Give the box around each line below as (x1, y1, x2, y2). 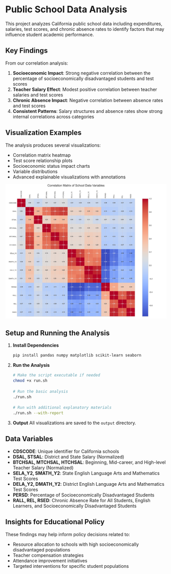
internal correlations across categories (12, 113, 95, 120)
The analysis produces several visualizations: (5, 142, 101, 148)
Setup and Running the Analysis (5, 328, 110, 337)
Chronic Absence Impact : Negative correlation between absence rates (12, 97, 163, 103)
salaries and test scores (12, 91, 63, 98)
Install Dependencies (12, 342, 59, 348)
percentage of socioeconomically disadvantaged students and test (12, 75, 154, 82)
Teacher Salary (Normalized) (12, 464, 74, 470)
